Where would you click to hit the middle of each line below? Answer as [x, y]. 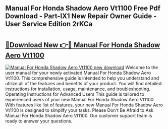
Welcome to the [142, 67]
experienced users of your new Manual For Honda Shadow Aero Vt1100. [80, 100]
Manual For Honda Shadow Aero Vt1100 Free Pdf [83, 8]
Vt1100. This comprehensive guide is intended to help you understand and [82, 78]
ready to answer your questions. [39, 121]
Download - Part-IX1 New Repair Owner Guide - [81, 16]
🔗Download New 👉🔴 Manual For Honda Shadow [83, 45]
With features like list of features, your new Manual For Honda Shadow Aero [84, 105]
